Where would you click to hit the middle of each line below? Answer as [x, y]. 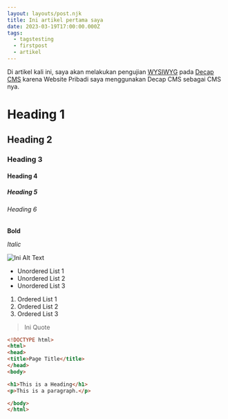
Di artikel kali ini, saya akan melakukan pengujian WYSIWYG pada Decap [111, 72]
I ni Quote [37, 327]
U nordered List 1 [40, 271]
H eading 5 [22, 192]
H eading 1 [36, 114]
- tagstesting [34, 39]
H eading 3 [25, 160]
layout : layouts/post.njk [44, 13]
